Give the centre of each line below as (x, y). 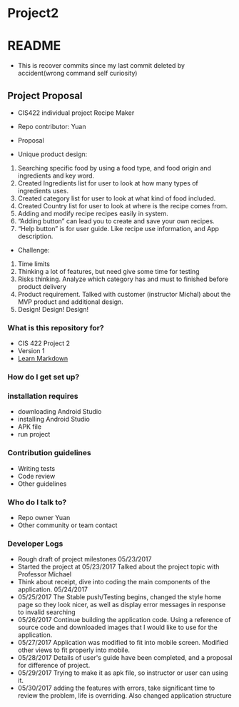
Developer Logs (35, 544)
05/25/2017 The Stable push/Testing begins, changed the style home (119, 597)
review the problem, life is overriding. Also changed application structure (124, 696)
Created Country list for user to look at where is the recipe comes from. (123, 205)
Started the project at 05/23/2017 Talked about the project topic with (118, 567)
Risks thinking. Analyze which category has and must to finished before (123, 279)
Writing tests (36, 468)
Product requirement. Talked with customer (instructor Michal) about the (124, 294)
